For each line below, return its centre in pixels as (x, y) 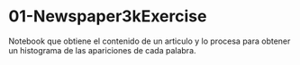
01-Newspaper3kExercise (108, 16)
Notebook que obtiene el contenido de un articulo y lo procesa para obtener (150, 41)
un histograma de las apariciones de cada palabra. (102, 50)
